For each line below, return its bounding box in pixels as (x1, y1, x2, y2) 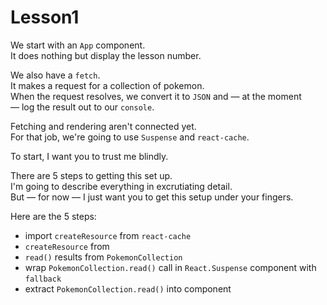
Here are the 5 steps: (10, 210, 97, 222)
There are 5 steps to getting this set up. (10, 169, 173, 181)
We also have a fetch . (10, 69, 101, 81)
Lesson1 (10, 6, 80, 29)
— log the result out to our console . (10, 101, 155, 113)
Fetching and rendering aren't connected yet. (10, 120, 197, 132)
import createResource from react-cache (24, 229, 192, 241)
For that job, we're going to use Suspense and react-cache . (10, 131, 250, 143)
